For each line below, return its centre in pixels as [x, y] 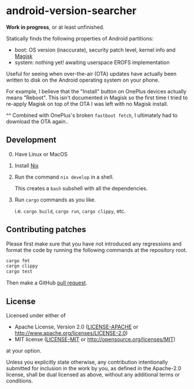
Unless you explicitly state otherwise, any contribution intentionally [87, 362]
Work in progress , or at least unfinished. [55, 27]
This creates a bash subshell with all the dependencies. [81, 188]
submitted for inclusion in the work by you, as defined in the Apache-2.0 [93, 368]
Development [31, 140]
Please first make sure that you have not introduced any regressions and [94, 244]
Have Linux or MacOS [41, 154]
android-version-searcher [71, 11]
